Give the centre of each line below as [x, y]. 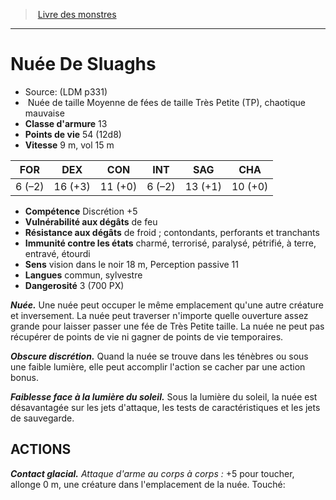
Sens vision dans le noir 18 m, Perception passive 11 [131, 264]
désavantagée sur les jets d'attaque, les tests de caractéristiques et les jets [165, 407]
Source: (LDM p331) [66, 91]
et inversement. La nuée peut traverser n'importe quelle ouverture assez [159, 315]
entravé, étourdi [57, 253]
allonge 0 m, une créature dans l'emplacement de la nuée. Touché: [148, 484]
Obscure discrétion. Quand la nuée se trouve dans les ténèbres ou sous [159, 356]
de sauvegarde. [42, 418]
